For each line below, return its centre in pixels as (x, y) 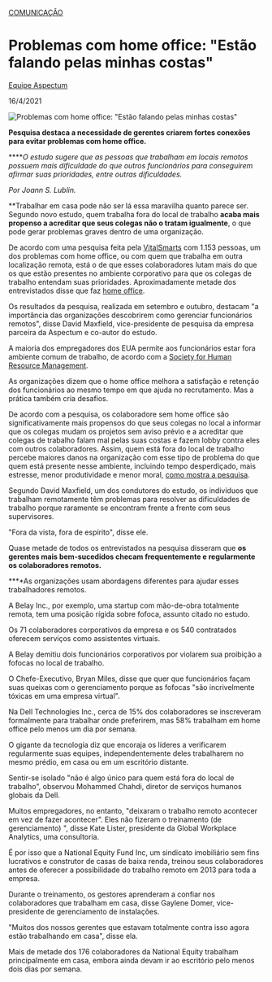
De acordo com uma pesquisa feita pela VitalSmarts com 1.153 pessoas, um (135, 247)
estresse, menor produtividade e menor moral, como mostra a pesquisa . (129, 474)
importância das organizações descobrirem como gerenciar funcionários (131, 315)
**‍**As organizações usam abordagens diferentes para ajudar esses (124, 581)
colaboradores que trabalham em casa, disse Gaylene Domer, (112, 902)
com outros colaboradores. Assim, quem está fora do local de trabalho (127, 448)
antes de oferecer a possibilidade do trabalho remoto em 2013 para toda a (132, 870)
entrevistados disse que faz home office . (77, 290)
